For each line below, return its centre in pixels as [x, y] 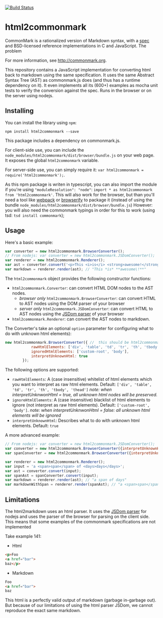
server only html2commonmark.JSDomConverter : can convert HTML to [86, 308]
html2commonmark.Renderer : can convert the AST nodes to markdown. [81, 319]
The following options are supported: [42, 370]
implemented [18, 527]
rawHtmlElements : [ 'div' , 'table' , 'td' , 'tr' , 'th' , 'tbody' [95, 347]
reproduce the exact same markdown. [43, 611]
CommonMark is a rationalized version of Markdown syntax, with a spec [77, 40]
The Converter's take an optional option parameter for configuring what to [79, 328]
